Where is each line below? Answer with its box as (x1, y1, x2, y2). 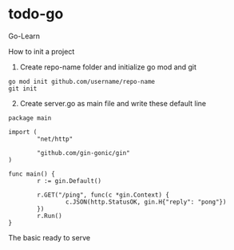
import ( (8, 128, 38, 136)
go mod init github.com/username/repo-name (8, 77, 156, 85)
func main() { (8, 169, 56, 178)
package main (8, 113, 52, 122)
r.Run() (37, 212, 62, 220)
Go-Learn (8, 31, 41, 41)
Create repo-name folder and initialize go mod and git (19, 62, 197, 72)
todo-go (8, 5, 64, 23)
